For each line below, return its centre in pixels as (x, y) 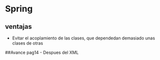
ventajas (19, 27)
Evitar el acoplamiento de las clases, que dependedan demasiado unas (83, 38)
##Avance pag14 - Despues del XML (42, 52)
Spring (19, 9)
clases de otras (28, 43)
